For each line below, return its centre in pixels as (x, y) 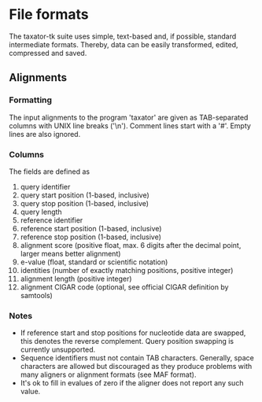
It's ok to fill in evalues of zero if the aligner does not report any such (132, 383)
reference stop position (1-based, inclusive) (91, 237)
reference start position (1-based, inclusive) (91, 228)
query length (41, 212)
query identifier (45, 186)
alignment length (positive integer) (76, 278)
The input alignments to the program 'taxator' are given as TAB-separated (129, 117)
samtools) (37, 295)
